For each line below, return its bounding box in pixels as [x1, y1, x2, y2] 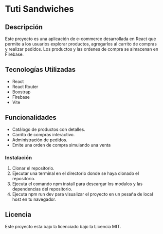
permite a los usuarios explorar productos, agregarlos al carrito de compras [5, 41, 157, 47]
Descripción [5, 23, 43, 31]
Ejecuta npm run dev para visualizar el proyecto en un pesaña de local [12, 191, 153, 197]
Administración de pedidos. [12, 137, 68, 143]
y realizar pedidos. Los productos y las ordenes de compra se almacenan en [5, 46, 159, 52]
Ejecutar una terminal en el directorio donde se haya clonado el [12, 170, 139, 176]
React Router [12, 84, 38, 89]
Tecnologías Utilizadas [5, 65, 76, 74]
